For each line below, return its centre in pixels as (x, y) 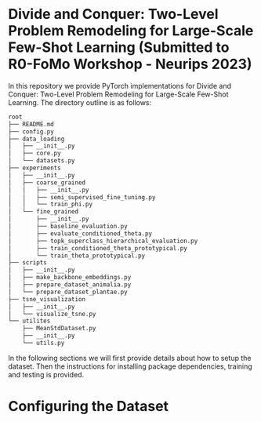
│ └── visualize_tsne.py (52, 314)
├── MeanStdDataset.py (59, 329)
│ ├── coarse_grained (47, 182)
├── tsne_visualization (47, 299)
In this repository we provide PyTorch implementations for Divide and (120, 85)
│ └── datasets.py (42, 161)
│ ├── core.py (34, 154)
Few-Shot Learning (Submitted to (119, 47)
